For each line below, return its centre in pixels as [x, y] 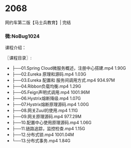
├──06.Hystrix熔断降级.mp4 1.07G [46, 98]
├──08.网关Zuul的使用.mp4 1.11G [45, 111]
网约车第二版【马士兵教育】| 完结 [38, 22]
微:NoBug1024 [22, 36]
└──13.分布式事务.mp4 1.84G [41, 141]
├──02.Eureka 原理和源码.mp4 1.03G [49, 74]
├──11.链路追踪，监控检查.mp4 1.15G [48, 129]
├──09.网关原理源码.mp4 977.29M [47, 117]
